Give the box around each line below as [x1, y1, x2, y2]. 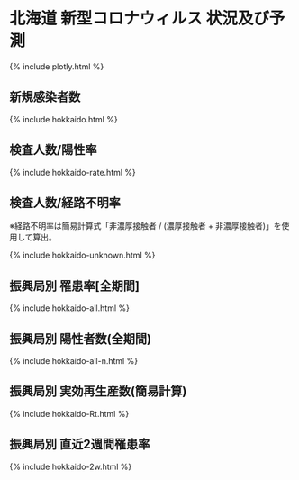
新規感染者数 [9, 89, 81, 104]
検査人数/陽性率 [9, 142, 97, 158]
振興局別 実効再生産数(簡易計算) [9, 384, 187, 399]
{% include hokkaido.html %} [9, 113, 119, 124]
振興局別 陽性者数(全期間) [9, 331, 151, 347]
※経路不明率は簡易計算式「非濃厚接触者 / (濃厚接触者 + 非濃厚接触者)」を [9, 221, 282, 231]
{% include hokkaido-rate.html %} [9, 167, 137, 177]
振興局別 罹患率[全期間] [9, 278, 140, 294]
